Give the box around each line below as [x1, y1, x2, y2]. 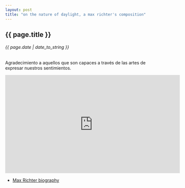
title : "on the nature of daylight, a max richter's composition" [5, 12, 146, 17]
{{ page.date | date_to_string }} [5, 44, 69, 50]
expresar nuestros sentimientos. [5, 65, 71, 71]
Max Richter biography [12, 178, 59, 184]
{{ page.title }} [5, 30, 51, 39]
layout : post [5, 7, 32, 12]
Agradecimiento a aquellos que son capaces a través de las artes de [5, 60, 146, 66]
